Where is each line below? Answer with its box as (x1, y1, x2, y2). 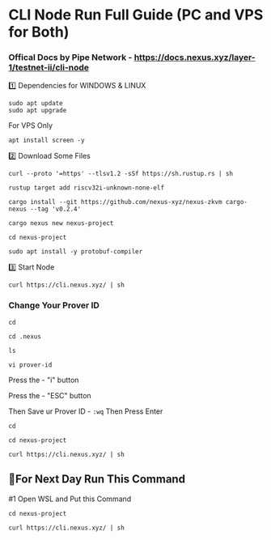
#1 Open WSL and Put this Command (8, 494, 132, 504)
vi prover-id (8, 360, 53, 369)
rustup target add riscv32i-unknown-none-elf (8, 184, 164, 192)
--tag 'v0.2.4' (29, 205, 82, 214)
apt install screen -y (8, 136, 85, 145)
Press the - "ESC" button (8, 390, 91, 400)
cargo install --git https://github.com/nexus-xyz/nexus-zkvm (8, 198, 222, 206)
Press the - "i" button (8, 375, 79, 385)
